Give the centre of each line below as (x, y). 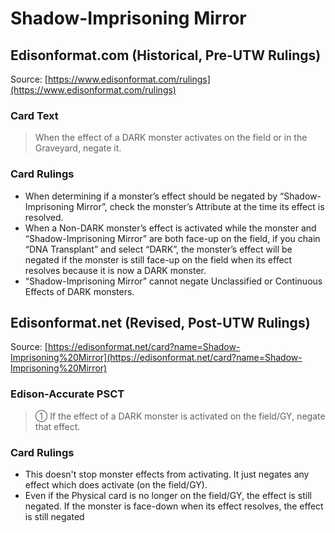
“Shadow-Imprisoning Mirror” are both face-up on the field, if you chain (172, 238)
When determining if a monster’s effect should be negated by (151, 196)
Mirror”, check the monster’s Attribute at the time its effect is (200, 206)
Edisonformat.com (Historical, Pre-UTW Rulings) (166, 55)
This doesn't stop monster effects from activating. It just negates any (167, 474)
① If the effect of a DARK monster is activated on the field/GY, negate (180, 416)
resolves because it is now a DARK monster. (115, 270)
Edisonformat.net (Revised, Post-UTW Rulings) (160, 322)
